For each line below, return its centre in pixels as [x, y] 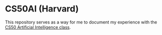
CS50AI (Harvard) [42, 9]
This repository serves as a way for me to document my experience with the [81, 22]
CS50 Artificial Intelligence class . [38, 27]
